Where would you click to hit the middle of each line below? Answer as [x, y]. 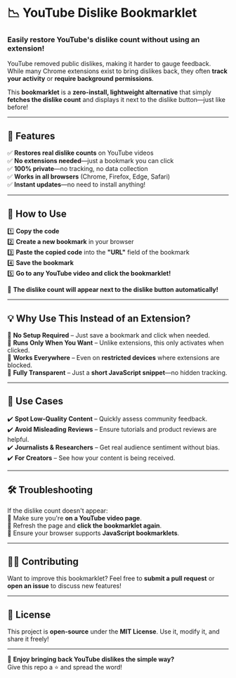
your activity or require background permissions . [81, 79]
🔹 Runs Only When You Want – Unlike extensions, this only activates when [116, 343]
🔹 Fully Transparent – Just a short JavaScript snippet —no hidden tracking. [117, 372]
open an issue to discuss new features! [64, 586]
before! [18, 107]
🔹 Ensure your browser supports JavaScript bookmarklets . [93, 533]
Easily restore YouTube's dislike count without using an [104, 40]
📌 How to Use [37, 213]
